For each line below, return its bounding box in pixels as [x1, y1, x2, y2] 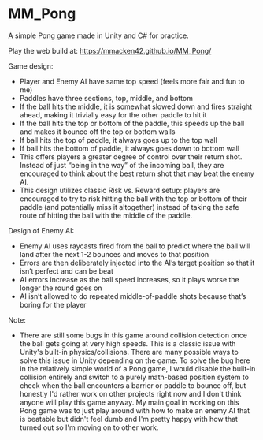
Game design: [8, 61, 54, 71]
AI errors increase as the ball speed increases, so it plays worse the [19, 274, 240, 284]
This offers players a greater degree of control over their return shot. [19, 151, 243, 162]
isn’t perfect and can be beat [19, 266, 114, 276]
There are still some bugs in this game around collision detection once [19, 330, 248, 340]
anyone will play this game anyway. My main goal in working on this [19, 397, 239, 407]
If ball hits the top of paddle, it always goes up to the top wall [19, 135, 218, 144]
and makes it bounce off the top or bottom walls [19, 127, 176, 136]
